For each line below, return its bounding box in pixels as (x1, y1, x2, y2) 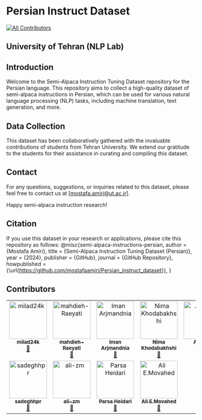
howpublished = (6, 260, 46, 267)
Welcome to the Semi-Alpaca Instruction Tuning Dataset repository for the (6, 78, 190, 85)
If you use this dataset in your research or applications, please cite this (6, 235, 182, 242)
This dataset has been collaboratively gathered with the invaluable (6, 137, 171, 144)
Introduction (6, 62, 54, 72)
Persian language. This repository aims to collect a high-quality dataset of (6, 84, 189, 91)
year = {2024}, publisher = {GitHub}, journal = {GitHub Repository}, (6, 254, 173, 261)
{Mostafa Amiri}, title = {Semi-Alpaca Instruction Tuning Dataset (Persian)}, (6, 247, 192, 255)
